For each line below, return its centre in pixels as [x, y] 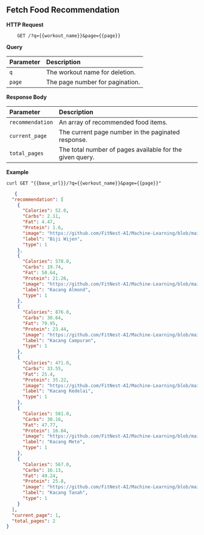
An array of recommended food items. [113, 122]
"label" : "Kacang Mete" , [54, 442]
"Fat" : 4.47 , [39, 222]
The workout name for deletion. [91, 72]
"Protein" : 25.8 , [44, 482]
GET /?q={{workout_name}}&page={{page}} [69, 36]
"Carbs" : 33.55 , [43, 368]
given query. [77, 157]
